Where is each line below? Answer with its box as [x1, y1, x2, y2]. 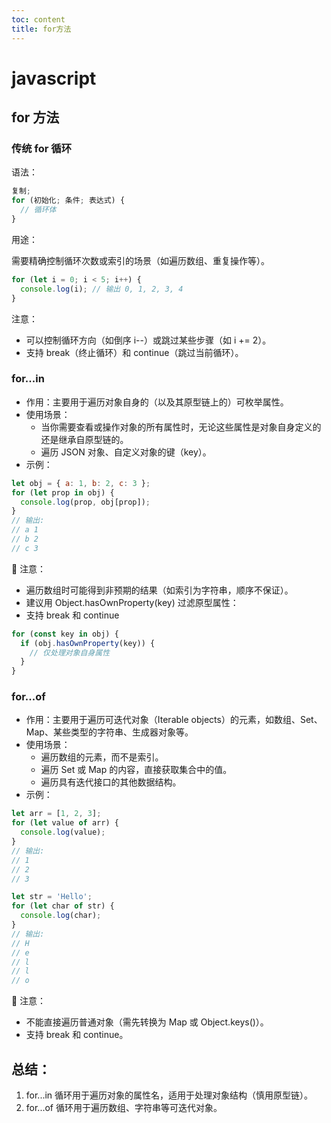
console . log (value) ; [20, 827, 106, 838]
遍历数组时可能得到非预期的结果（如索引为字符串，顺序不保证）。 [25, 584, 294, 596]
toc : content [11, 14, 66, 25]
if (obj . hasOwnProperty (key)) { [20, 638, 156, 648]
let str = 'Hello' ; [11, 892, 93, 902]
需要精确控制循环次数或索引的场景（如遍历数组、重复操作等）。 [11, 254, 270, 266]
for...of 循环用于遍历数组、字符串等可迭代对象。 [25, 1102, 223, 1114]
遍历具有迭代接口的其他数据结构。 [40, 776, 182, 788]
